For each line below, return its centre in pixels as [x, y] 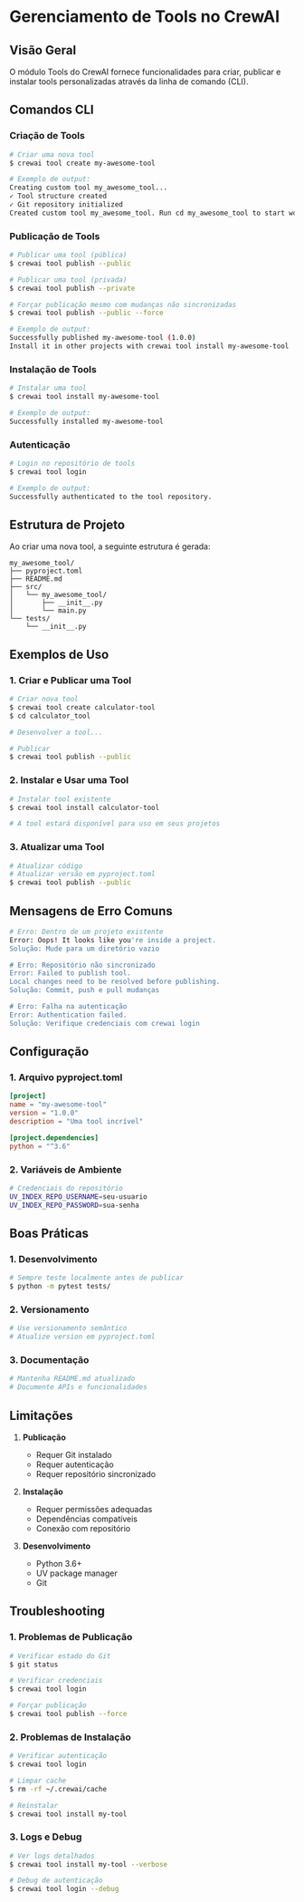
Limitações [41, 1415]
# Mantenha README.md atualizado [72, 1379]
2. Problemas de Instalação [70, 1737]
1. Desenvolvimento [53, 1259]
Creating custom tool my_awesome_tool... [89, 188]
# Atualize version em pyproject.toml [82, 1337]
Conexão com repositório [83, 1528]
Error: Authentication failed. [68, 1015]
